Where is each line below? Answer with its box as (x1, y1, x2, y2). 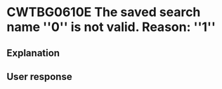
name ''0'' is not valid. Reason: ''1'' (6, 19, 216, 35)
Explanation (6, 47, 60, 59)
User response (6, 71, 72, 83)
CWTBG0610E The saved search (6, 4, 201, 20)
